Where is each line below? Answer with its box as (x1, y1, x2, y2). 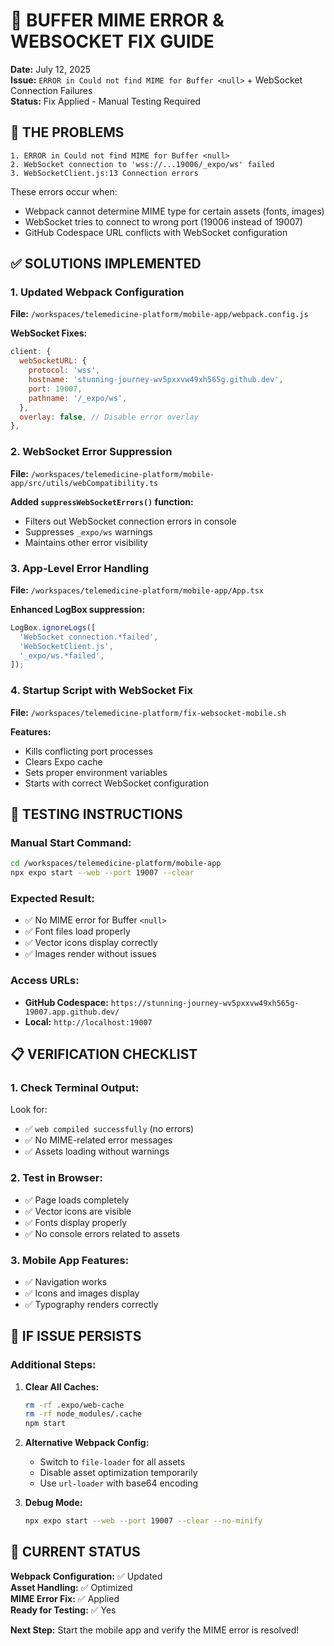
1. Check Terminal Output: (10, 1080, 140, 1094)
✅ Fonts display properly (24, 1216, 128, 1228)
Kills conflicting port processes (24, 745, 153, 757)
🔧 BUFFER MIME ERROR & (10, 9, 225, 32)
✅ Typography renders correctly (24, 1298, 159, 1310)
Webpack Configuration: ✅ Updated (10, 1570, 163, 1582)
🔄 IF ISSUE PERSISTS (10, 1328, 142, 1345)
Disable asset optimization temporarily (39, 1467, 198, 1479)
